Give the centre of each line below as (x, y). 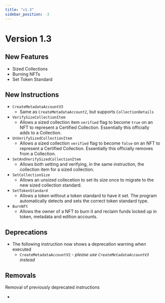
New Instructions (32, 95)
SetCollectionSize (31, 175)
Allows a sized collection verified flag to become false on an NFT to (90, 143)
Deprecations (26, 232)
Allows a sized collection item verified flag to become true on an (86, 122)
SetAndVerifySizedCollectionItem (47, 159)
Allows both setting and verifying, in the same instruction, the (82, 164)
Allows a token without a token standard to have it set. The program (88, 196)
